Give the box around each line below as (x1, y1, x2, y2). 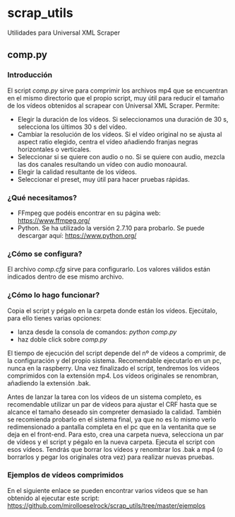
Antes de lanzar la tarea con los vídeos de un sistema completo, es (7, 393, 203, 401)
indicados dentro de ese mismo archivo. (7, 272, 124, 281)
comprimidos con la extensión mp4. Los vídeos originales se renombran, (7, 371, 219, 380)
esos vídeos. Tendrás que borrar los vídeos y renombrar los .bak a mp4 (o (7, 445, 224, 453)
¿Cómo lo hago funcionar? (7, 290, 100, 300)
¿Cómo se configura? (7, 249, 83, 259)
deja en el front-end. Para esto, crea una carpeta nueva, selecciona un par (7, 430, 224, 438)
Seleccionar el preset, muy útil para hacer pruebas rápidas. (17, 175, 191, 183)
